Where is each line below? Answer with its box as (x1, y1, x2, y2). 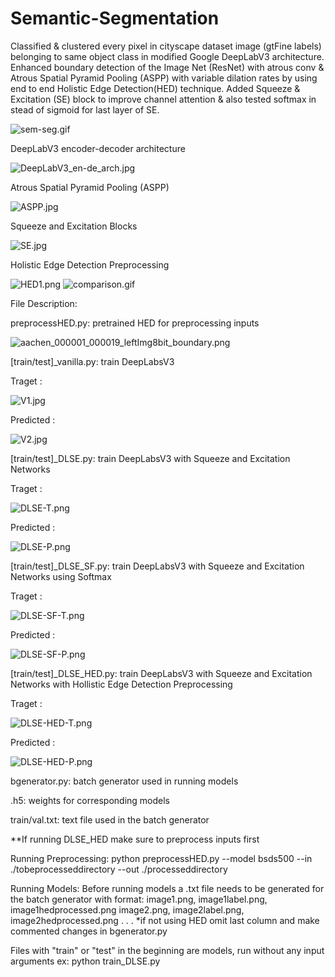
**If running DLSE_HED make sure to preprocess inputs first (10, 833, 260, 845)
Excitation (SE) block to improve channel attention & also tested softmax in (10, 93, 317, 105)
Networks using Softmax (10, 570, 112, 582)
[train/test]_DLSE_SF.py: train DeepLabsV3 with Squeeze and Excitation (10, 560, 305, 572)
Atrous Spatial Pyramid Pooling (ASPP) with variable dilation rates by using (10, 72, 318, 84)
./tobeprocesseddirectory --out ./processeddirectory (10, 863, 228, 875)
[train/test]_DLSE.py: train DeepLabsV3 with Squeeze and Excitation (10, 452, 291, 464)
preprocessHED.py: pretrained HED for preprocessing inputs (10, 317, 260, 329)
